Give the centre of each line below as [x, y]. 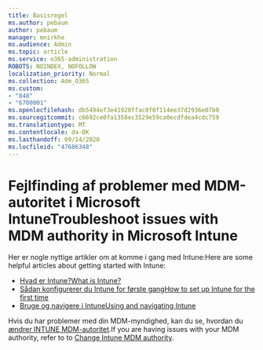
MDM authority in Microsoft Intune [123, 235]
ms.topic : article [38, 52]
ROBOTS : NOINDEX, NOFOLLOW [52, 67]
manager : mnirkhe [37, 37]
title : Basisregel [38, 15]
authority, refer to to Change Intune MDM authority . [91, 337]
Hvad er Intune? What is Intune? [70, 281]
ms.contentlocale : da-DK [49, 132]
